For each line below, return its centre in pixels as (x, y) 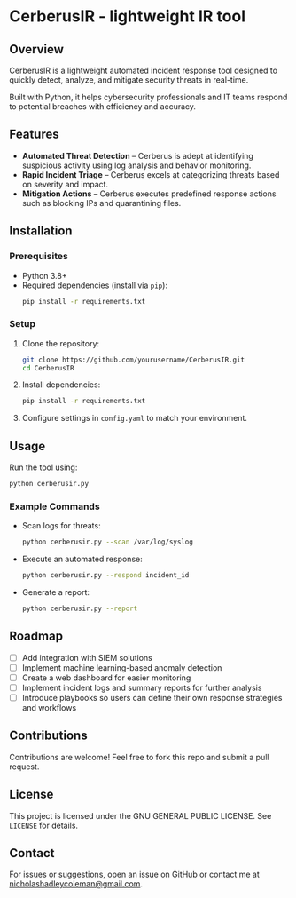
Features (34, 135)
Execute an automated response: (82, 559)
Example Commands (55, 506)
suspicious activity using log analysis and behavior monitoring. (136, 165)
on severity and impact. (65, 184)
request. (24, 767)
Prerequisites (39, 257)
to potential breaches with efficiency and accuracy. (103, 107)
